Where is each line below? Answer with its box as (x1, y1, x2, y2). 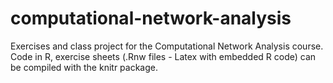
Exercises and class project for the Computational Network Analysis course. (10, 40, 324, 52)
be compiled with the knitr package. (10, 61, 158, 73)
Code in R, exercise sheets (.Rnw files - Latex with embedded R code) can (10, 50, 317, 62)
